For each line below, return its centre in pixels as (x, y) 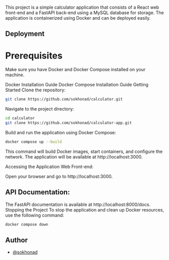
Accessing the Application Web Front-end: (49, 167)
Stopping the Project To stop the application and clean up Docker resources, (85, 210)
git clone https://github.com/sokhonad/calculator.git (64, 99)
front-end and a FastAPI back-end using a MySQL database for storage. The (84, 13)
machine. (15, 75)
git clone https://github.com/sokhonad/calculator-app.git (69, 123)
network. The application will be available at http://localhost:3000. (74, 157)
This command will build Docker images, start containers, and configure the (84, 151)
